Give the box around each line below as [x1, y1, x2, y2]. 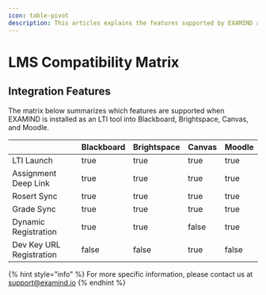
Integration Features [8, 85, 111, 98]
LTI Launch [12, 155, 53, 166]
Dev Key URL [12, 239, 61, 250]
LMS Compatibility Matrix [8, 53, 180, 71]
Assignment [12, 167, 57, 178]
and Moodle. [8, 122, 50, 132]
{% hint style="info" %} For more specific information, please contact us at [8, 269, 253, 278]
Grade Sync [12, 203, 57, 214]
